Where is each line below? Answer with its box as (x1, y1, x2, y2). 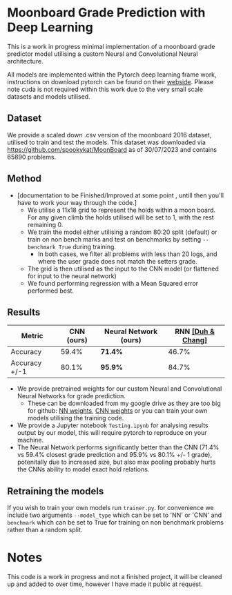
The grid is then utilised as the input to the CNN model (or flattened (27, 264, 220, 273)
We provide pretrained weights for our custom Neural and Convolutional (17, 384, 222, 393)
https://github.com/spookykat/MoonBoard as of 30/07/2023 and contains (7, 145, 217, 153)
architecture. (7, 57, 43, 65)
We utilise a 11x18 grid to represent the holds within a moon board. (27, 206, 216, 214)
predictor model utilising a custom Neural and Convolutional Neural (7, 50, 198, 58)
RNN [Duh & (175, 326, 215, 336)
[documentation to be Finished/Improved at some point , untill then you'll (17, 191, 224, 199)
